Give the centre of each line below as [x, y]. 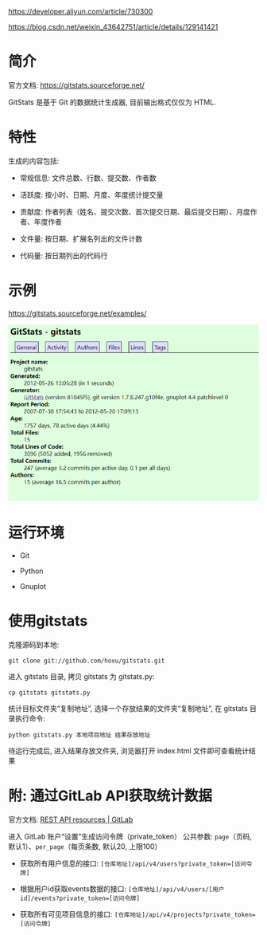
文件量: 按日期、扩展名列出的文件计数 [81, 238]
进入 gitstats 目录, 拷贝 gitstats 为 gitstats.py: [81, 677]
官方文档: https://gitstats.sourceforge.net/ [76, 85]
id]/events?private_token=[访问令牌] [80, 899]
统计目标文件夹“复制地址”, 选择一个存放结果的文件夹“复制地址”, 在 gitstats [128, 709]
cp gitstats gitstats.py [49, 693]
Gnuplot [33, 587]
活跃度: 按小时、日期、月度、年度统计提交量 [91, 194]
